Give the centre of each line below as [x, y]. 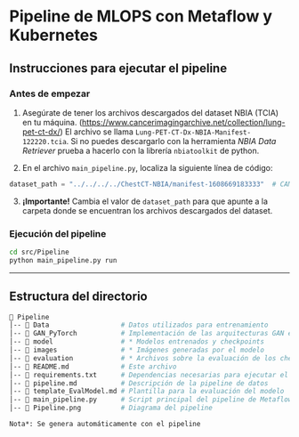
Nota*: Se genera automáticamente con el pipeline [105, 425]
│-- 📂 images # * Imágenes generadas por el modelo [137, 350]
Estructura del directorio [79, 297]
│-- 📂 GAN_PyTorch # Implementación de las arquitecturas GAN [147, 334]
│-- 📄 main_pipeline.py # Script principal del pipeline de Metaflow [151, 400]
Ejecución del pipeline [58, 233]
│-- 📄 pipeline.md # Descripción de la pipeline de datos [139, 383]
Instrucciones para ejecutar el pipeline [118, 68]
